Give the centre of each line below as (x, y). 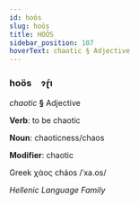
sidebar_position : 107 (52, 43)
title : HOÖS (31, 34)
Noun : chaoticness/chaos (57, 138)
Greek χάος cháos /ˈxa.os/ (58, 173)
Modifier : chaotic (42, 155)
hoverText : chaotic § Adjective (69, 51)
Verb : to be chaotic (45, 120)
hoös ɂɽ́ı (31, 84)
